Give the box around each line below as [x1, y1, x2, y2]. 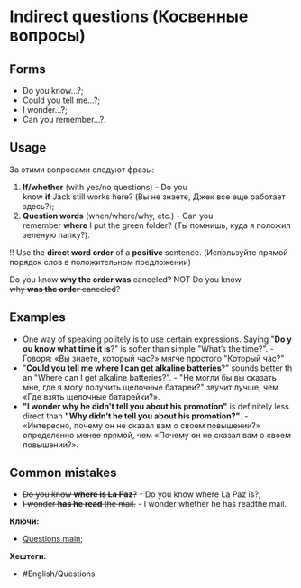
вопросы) [9, 25, 86, 46]
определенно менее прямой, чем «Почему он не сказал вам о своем [22, 429, 291, 440]
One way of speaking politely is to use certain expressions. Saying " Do [22, 334, 286, 345]
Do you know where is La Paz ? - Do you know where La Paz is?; [22, 489, 261, 500]
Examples [9, 309, 66, 326]
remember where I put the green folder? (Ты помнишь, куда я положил [22, 219, 291, 231]
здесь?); [22, 200, 55, 211]
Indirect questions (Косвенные [9, 6, 249, 27]
